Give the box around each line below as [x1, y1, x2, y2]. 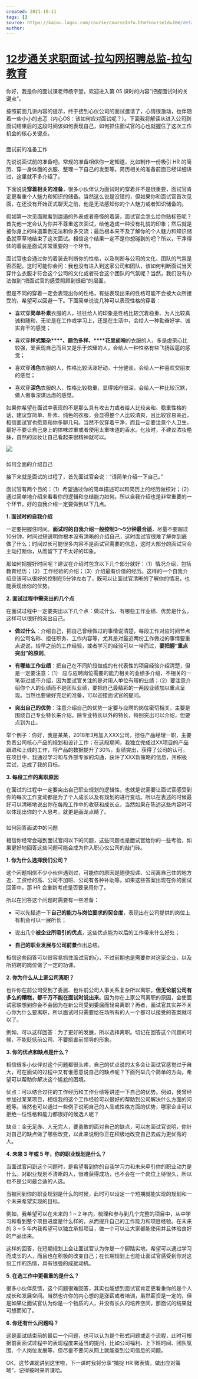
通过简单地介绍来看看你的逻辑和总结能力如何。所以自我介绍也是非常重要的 [6, 493, 187, 500]
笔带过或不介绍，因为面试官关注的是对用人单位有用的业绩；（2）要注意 [14, 677, 186, 684]
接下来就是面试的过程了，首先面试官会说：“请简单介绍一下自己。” [6, 473, 163, 480]
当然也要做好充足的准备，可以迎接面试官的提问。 [25, 692, 144, 699]
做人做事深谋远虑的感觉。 [14, 392, 77, 399]
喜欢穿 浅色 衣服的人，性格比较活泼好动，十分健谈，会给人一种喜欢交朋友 [14, 364, 190, 371]
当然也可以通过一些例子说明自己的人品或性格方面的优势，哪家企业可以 [21, 1103, 192, 1110]
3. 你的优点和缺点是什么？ [6, 1048, 70, 1055]
